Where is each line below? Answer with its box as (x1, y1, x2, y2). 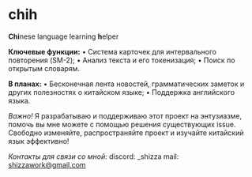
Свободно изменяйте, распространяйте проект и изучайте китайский (8, 128, 244, 137)
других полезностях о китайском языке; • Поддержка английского (8, 87, 235, 96)
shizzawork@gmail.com (8, 160, 86, 169)
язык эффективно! (8, 136, 70, 145)
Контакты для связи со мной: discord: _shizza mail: (8, 152, 179, 161)
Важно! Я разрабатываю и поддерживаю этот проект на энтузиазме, (8, 111, 243, 120)
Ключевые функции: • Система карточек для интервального (8, 47, 217, 56)
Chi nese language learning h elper (8, 32, 119, 41)
